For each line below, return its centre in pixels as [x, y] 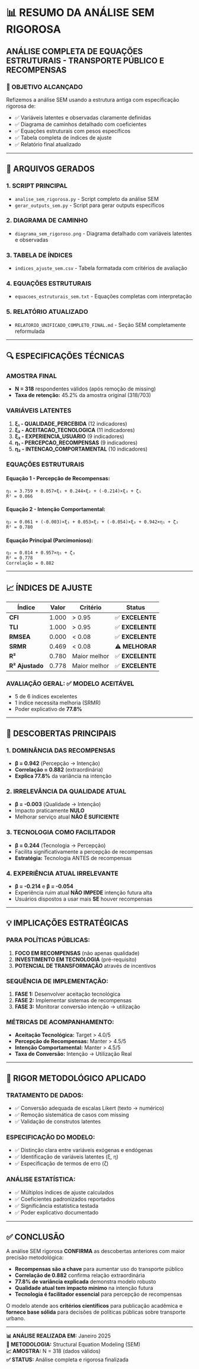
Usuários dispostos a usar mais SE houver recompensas [84, 899]
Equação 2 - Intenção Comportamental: [56, 509]
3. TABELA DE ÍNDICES [39, 255]
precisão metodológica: [35, 1258]
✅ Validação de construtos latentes [58, 1121]
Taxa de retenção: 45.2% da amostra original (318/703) [83, 395]
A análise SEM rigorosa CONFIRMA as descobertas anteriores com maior [96, 1251]
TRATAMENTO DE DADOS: [45, 1095]
